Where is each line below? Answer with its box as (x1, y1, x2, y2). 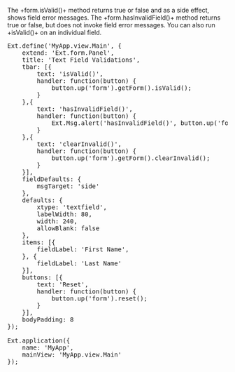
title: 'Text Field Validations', (22, 56, 141, 64)
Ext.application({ (7, 337, 71, 345)
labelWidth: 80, (36, 211, 92, 218)
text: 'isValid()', (36, 70, 104, 78)
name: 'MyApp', (22, 344, 74, 352)
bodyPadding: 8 (22, 316, 74, 324)
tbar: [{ (22, 63, 52, 71)
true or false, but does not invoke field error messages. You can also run (7, 21, 215, 29)
